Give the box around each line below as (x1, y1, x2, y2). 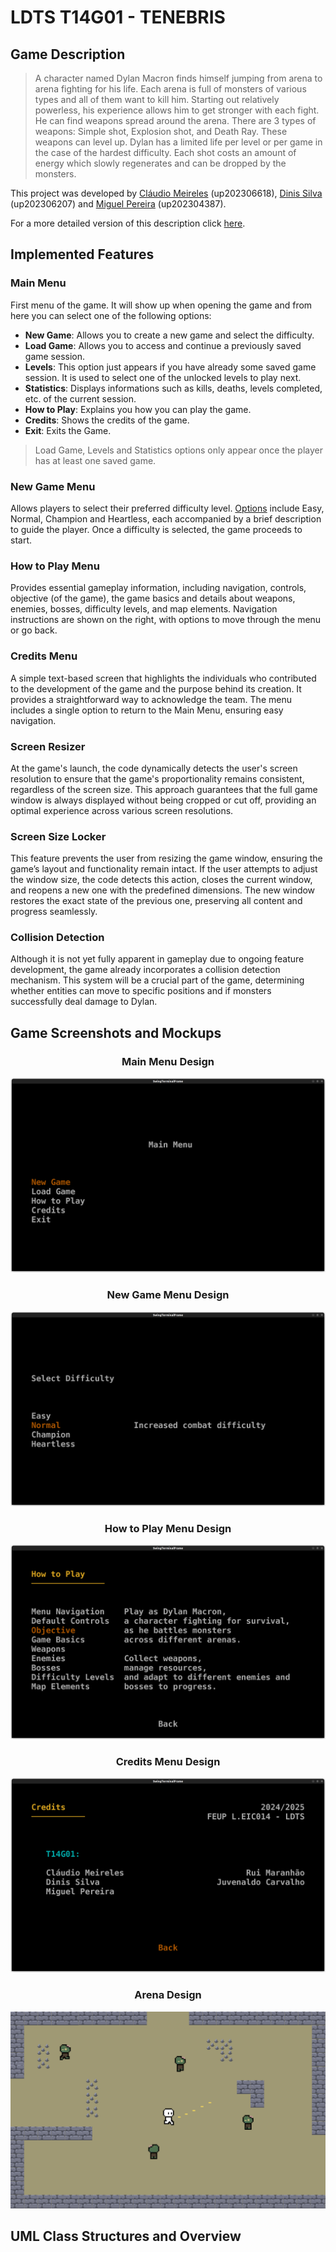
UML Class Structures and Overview (10, 2227, 242, 2245)
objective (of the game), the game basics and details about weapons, (10, 592, 296, 605)
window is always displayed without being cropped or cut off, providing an (10, 794, 317, 806)
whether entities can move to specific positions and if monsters (10, 985, 272, 997)
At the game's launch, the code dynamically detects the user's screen (10, 762, 298, 774)
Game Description (10, 46, 126, 63)
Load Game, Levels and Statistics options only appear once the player (34, 444, 323, 456)
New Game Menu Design (106, 1288, 230, 1302)
